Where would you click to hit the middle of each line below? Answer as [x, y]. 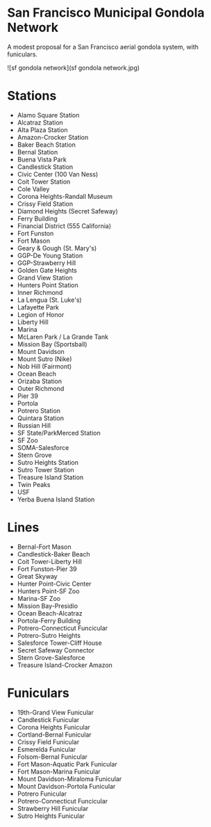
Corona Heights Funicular [54, 727]
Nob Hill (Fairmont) [44, 366]
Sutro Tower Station [45, 469]
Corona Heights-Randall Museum [65, 196]
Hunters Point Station [48, 285]
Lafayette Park [38, 307]
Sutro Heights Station [48, 462]
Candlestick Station [45, 167]
